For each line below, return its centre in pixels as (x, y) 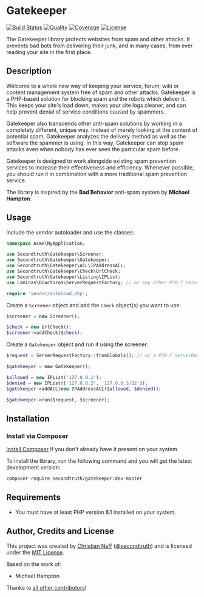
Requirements (33, 498)
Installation (28, 419)
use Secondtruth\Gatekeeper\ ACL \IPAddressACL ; (66, 266)
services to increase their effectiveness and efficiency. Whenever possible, (100, 167)
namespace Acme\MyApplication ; (46, 244)
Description (29, 71)
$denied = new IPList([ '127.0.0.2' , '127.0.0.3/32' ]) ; (77, 383)
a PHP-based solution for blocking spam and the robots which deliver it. (96, 98)
